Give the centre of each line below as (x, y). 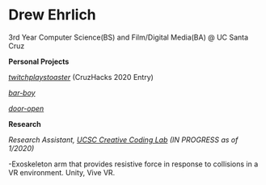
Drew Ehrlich (53, 15)
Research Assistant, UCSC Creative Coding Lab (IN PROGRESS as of (123, 140)
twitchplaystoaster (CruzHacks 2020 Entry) (81, 77)
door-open (26, 108)
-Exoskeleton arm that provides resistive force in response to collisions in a (133, 164)
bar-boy (22, 92)
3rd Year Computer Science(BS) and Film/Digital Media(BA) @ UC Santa (129, 37)
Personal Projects (39, 61)
